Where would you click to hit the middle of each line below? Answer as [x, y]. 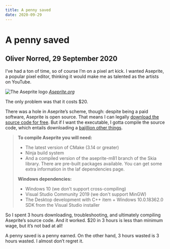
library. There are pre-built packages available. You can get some [94, 163]
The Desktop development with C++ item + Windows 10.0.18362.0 [94, 200]
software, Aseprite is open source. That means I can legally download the [82, 117]
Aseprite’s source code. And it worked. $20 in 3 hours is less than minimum [84, 220]
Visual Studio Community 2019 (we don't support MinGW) [86, 194]
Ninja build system [45, 153]
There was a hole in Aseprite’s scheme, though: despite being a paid [77, 111]
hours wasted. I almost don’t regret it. [44, 241]
